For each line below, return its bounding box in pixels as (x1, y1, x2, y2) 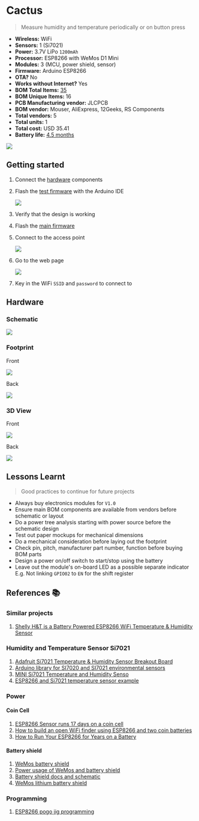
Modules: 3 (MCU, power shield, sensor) (14, 61, 116, 68)
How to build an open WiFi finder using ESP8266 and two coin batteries (14, 727, 192, 734)
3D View (6, 406, 32, 415)
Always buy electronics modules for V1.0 (14, 499, 116, 506)
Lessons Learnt (6, 472, 65, 482)
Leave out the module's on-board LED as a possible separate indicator (14, 563, 189, 571)
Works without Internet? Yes (14, 79, 88, 87)
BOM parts (14, 550, 42, 557)
